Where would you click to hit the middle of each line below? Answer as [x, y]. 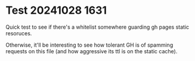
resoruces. [19, 33]
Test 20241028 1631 [56, 10]
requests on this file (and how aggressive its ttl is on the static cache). [92, 51]
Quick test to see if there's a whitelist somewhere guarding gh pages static [97, 27]
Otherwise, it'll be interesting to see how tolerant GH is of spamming [89, 45]
